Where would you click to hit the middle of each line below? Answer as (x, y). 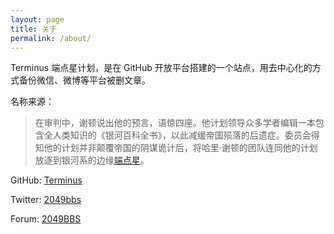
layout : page (37, 19)
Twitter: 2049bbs (46, 200)
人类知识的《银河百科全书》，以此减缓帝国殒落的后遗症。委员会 (182, 135)
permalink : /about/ (51, 38)
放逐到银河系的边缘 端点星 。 (92, 160)
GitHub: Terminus (46, 180)
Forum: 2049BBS (46, 219)
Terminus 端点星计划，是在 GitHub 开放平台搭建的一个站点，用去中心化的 (161, 68)
